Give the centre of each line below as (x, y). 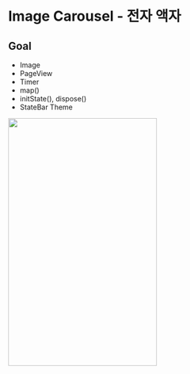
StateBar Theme (46, 107)
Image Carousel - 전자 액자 (95, 16)
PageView (36, 73)
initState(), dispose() (53, 99)
